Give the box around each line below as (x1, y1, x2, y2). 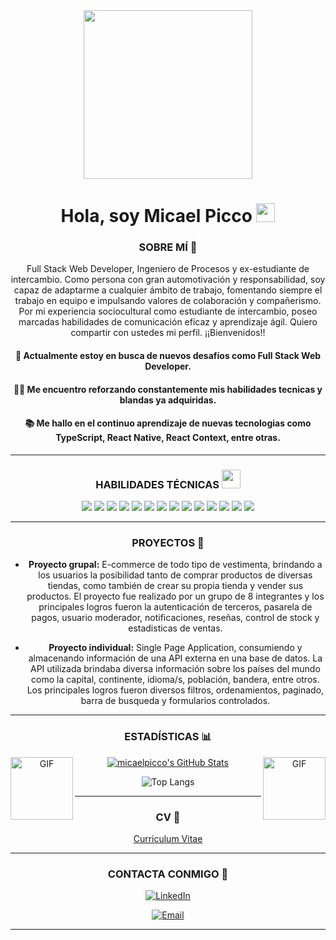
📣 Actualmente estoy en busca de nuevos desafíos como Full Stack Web (14, 350, 322, 362)
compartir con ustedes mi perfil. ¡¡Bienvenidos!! (70, 327, 266, 339)
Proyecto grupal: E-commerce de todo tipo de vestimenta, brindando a (28, 559, 323, 571)
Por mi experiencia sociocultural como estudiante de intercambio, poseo (18, 305, 318, 318)
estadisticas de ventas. (128, 622, 223, 634)
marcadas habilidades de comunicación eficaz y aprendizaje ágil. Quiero (18, 316, 318, 328)
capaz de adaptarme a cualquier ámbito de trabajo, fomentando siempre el (13, 284, 323, 296)
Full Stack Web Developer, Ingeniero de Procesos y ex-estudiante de (26, 263, 310, 275)
